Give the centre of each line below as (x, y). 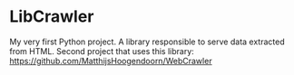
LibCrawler (52, 17)
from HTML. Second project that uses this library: (102, 51)
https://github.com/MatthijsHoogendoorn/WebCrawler (111, 61)
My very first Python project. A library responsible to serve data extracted (147, 42)
